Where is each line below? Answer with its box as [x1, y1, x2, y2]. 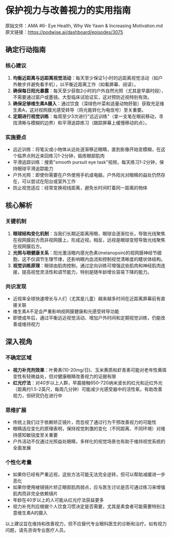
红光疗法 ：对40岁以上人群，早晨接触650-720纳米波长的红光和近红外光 [12, 380, 163, 386]
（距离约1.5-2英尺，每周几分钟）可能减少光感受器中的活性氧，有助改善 [12, 386, 163, 392]
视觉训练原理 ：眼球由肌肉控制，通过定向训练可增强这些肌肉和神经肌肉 [12, 262, 161, 268]
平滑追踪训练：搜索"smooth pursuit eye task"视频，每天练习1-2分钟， [12, 159, 160, 165]
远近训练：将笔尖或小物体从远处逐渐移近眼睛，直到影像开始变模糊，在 [12, 146, 161, 152]
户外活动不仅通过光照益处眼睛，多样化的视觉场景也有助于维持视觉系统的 [12, 438, 165, 444]
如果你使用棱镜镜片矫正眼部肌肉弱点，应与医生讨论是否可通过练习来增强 [12, 484, 165, 490]
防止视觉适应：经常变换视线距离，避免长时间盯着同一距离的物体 [12, 184, 147, 191]
